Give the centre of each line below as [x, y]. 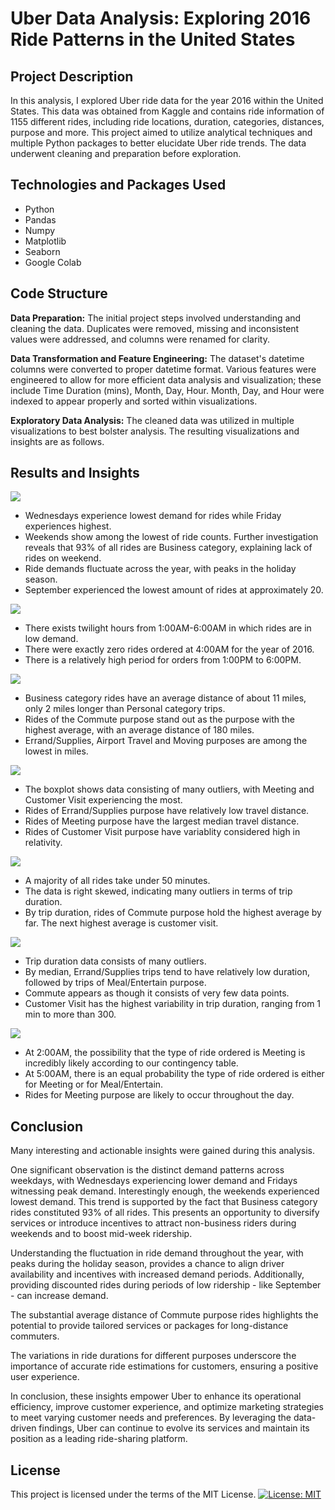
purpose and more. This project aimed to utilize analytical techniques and [161, 132]
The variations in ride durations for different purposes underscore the [153, 1356]
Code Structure [59, 293]
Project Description [72, 76]
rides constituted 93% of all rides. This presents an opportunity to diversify [165, 1213]
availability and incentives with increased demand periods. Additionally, [157, 1274]
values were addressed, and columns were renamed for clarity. [140, 339]
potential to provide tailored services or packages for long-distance [149, 1326]
